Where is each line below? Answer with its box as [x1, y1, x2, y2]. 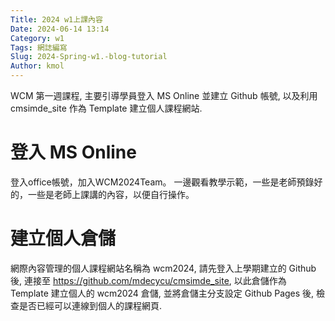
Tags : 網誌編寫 [10, 42, 68, 53]
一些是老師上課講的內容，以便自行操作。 [27, 188, 195, 200]
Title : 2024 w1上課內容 [10, 14, 103, 25]
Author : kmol [10, 61, 65, 71]
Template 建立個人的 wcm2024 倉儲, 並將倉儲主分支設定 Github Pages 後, [10, 287, 315, 299]
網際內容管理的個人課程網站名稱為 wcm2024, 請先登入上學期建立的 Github [10, 262, 317, 274]
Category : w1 [10, 33, 65, 43]
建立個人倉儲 [10, 227, 117, 250]
